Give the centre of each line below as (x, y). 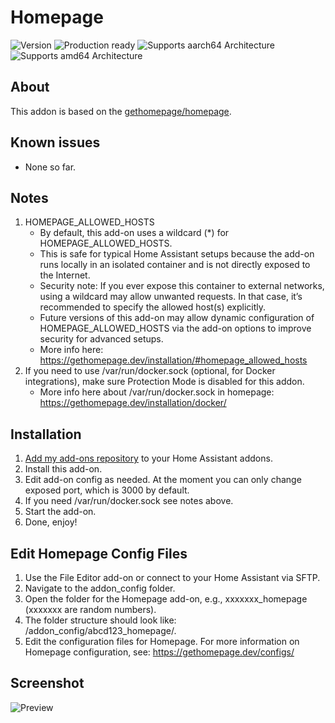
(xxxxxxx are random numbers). (90, 609)
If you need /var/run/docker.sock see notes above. (129, 501)
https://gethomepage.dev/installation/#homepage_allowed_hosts (173, 360)
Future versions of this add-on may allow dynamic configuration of (177, 318)
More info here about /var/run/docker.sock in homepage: (157, 392)
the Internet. (65, 275)
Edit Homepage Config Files (99, 553)
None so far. (50, 167)
